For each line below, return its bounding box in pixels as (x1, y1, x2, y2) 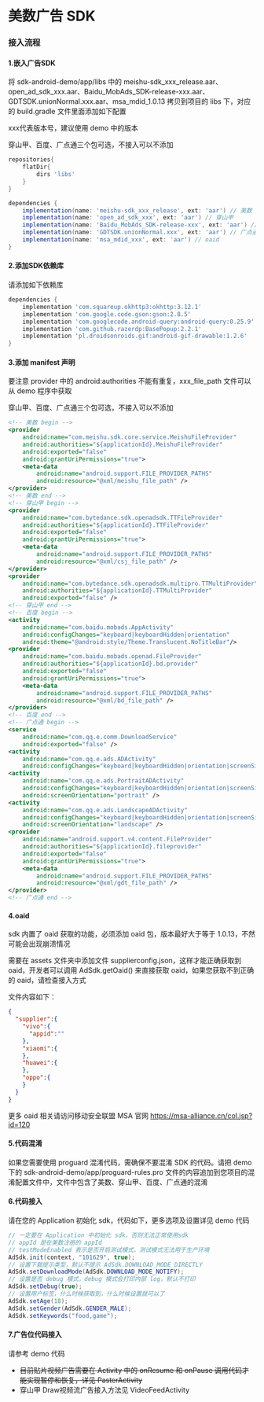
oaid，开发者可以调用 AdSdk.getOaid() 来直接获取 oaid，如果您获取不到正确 (8, 966, 255, 975)
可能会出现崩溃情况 (8, 939, 71, 948)
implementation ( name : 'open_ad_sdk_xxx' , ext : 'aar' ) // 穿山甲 (22, 214, 234, 222)
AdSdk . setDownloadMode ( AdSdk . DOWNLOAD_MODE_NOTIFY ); (8, 1268, 185, 1276)
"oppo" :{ (22, 1074, 51, 1082)
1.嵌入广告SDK (8, 58, 57, 68)
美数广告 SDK (8, 7, 96, 25)
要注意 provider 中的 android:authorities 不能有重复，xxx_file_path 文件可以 (8, 377, 251, 386)
